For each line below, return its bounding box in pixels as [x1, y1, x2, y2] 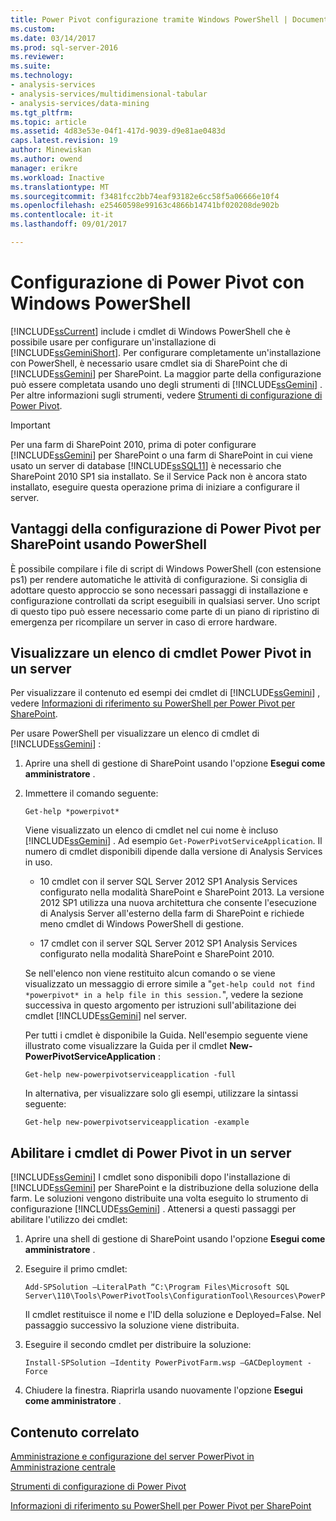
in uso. [24, 856, 53, 868]
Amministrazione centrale [10, 1461, 116, 1473]
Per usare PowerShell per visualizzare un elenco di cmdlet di [10, 727, 260, 740]
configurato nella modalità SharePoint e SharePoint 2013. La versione [39, 886, 325, 898]
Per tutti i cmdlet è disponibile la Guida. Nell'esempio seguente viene [24, 1029, 308, 1041]
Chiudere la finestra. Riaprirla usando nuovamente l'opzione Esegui [24, 1384, 303, 1396]
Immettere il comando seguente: [24, 787, 159, 800]
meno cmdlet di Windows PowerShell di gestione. [39, 918, 245, 930]
